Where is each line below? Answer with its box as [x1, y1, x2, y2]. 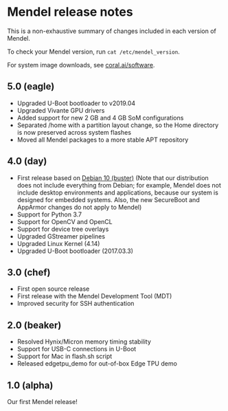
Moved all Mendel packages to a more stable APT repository [16, 135, 189, 144]
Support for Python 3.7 [16, 210, 82, 219]
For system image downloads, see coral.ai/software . [7, 60, 155, 69]
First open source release [16, 285, 90, 293]
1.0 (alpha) [7, 379, 54, 391]
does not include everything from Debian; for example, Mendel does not [16, 181, 221, 189]
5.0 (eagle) [7, 80, 55, 93]
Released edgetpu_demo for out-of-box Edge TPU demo [16, 359, 177, 368]
